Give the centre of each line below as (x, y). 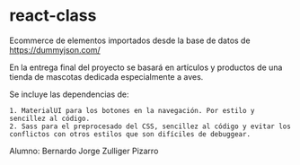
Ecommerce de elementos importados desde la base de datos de (130, 40)
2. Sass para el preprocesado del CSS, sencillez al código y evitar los (150, 126)
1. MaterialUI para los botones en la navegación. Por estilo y (132, 110)
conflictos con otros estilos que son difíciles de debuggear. (130, 134)
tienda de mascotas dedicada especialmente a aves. (106, 76)
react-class (53, 16)
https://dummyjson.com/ (55, 49)
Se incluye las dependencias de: (69, 94)
